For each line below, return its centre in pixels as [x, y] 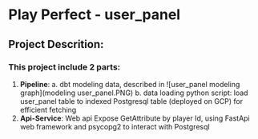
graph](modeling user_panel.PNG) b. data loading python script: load [134, 93]
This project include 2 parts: [64, 67]
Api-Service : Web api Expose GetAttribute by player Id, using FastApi [135, 118]
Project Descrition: [56, 44]
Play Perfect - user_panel [95, 15]
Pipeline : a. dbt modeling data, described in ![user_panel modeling [130, 84]
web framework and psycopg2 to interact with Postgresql [115, 126]
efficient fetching [48, 109]
